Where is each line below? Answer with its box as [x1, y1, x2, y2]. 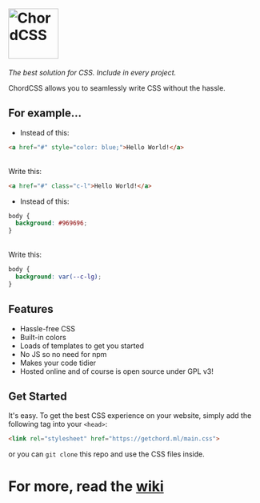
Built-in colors [19, 332, 66, 342]
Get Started [8, 389, 67, 403]
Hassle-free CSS [19, 323, 76, 333]
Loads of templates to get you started [19, 341, 144, 351]
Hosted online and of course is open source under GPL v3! [19, 366, 214, 376]
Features [8, 302, 54, 316]
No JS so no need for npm [19, 349, 107, 359]
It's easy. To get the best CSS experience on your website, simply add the [8, 411, 252, 420]
